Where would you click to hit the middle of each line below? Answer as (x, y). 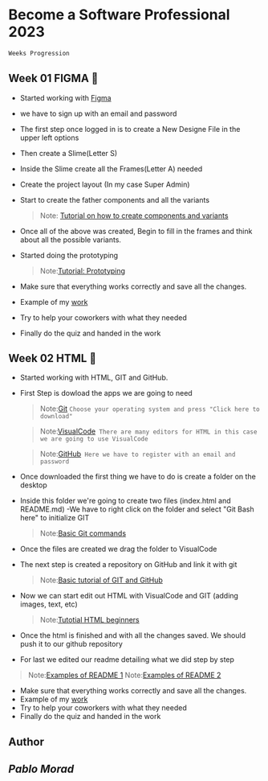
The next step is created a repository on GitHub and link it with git (128, 565)
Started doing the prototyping (69, 255)
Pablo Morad (41, 769)
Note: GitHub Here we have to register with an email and (138, 454)
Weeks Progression (39, 53)
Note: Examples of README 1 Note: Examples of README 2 (124, 675)
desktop (34, 485)
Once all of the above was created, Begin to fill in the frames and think (136, 231)
